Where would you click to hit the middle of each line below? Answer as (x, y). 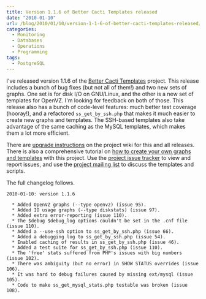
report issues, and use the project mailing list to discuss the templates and (100, 164)
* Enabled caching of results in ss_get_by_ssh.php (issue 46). (96, 242)
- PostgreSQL (29, 63)
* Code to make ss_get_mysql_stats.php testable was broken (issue (100, 285)
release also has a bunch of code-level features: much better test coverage (101, 107)
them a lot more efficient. (38, 133)
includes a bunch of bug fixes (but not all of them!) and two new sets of (97, 87)
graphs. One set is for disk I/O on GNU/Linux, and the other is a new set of (100, 94)
